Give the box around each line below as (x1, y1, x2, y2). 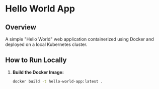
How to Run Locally (5, 56, 67, 64)
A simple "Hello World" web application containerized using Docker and (5, 36, 154, 42)
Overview (5, 23, 37, 31)
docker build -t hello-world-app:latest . (12, 78, 103, 84)
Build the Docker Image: (12, 69, 64, 75)
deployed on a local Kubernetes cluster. (5, 41, 88, 47)
